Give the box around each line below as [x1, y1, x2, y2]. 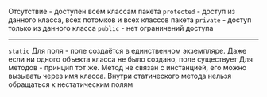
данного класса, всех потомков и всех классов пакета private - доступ [8, 15, 252, 24]
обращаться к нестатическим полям [8, 80, 133, 89]
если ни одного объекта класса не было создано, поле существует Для [8, 54, 253, 64]
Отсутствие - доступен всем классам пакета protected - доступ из [8, 7, 236, 16]
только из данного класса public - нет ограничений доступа [8, 24, 214, 32]
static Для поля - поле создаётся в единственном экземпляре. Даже [8, 47, 247, 55]
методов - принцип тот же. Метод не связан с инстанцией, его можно [8, 63, 247, 72]
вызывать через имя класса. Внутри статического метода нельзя [8, 71, 232, 80]
